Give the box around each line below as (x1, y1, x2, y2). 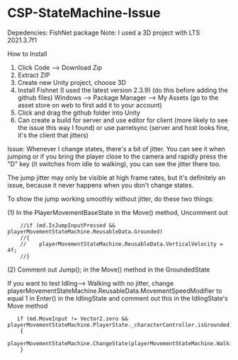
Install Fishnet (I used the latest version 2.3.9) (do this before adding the (17, 86, 228, 94)
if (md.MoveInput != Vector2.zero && (16, 315, 129, 323)
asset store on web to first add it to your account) (17, 100, 163, 109)
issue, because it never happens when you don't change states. (7, 180, 194, 189)
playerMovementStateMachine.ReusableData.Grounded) (7, 228, 163, 235)
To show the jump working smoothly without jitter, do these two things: (7, 194, 214, 203)
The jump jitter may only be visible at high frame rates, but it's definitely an (7, 173, 225, 182)
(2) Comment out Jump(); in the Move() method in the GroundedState (7, 265, 210, 274)
